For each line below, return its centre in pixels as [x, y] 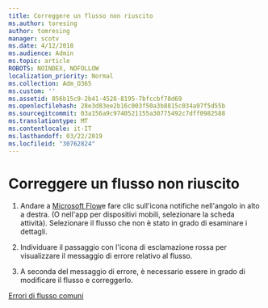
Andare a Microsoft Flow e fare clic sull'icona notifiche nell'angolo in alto [140, 206]
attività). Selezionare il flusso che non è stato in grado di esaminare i [134, 223]
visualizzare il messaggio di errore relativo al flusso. [106, 256]
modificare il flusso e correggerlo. [76, 281]
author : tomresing [39, 31]
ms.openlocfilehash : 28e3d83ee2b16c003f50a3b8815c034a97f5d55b [117, 106]
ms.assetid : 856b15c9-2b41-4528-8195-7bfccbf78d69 [95, 99]
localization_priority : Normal [61, 76]
